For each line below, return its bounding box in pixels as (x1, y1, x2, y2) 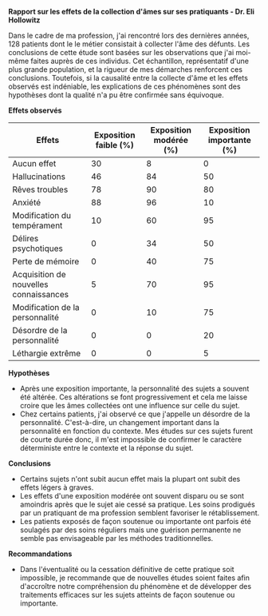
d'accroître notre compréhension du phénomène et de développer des (19, 582, 252, 590)
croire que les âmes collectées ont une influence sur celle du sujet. (19, 401, 241, 410)
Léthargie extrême (12, 348, 81, 359)
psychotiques (12, 243, 64, 254)
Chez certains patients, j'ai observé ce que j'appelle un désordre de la (19, 409, 250, 419)
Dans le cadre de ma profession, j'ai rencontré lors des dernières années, (8, 31, 250, 40)
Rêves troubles (12, 184, 69, 195)
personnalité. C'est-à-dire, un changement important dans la (19, 418, 219, 427)
